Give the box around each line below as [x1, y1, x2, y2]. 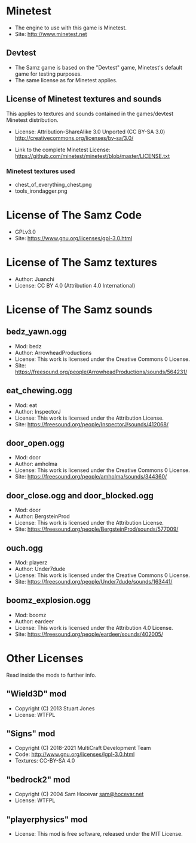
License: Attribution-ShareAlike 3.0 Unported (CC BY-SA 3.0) [14, 128, 166, 135]
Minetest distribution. [6, 116, 59, 124]
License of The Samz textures [6, 255, 157, 269]
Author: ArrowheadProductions [14, 349, 92, 356]
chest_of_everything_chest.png [14, 181, 92, 188]
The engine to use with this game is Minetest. [14, 24, 127, 31]
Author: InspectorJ [14, 408, 61, 415]
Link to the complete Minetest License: [14, 146, 111, 153]
